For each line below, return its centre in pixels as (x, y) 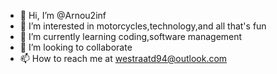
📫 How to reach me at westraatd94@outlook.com (123, 58)
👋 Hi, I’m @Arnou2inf (63, 15)
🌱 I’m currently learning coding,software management (131, 36)
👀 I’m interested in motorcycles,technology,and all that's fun (143, 26)
